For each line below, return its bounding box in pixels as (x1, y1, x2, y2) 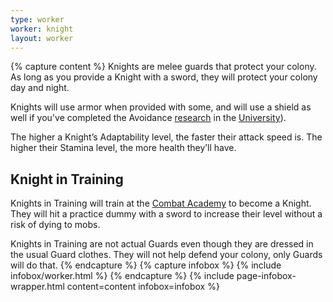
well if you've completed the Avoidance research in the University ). (10, 112, 287, 124)
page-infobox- (236, 270, 297, 282)
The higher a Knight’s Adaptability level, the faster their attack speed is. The (10, 131, 323, 143)
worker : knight (10, 24, 74, 34)
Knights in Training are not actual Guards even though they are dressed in (10, 238, 314, 250)
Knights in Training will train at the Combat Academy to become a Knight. (10, 197, 312, 210)
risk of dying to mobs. (10, 219, 101, 231)
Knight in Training (10, 171, 124, 188)
